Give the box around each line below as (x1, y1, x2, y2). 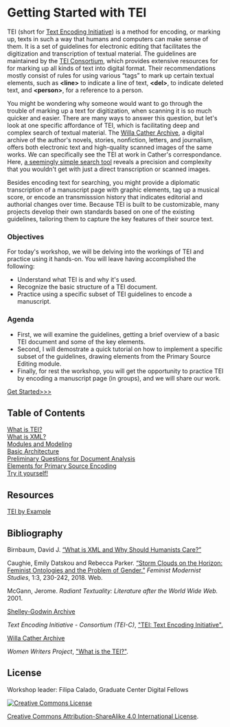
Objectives (7, 232, 45, 241)
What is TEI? (7, 425, 43, 434)
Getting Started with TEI (7, 5, 147, 21)
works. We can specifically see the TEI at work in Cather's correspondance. (7, 150, 222, 159)
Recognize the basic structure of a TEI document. (16, 283, 158, 291)
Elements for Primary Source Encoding (7, 462, 117, 470)
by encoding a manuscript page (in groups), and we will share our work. (16, 374, 221, 382)
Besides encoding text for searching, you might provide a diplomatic (7, 178, 200, 186)
